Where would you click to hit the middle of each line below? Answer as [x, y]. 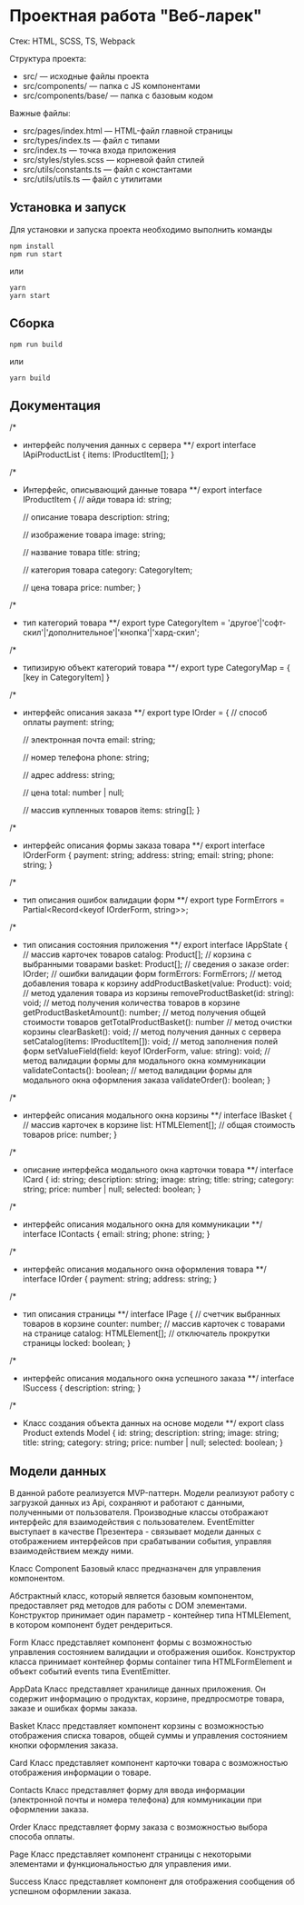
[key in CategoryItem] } [66, 677]
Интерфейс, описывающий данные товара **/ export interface [142, 490]
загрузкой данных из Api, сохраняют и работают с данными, [127, 1503]
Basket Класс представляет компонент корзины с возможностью [137, 1726]
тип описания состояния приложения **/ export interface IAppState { [155, 945]
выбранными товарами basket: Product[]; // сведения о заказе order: [156, 964]
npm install [32, 246]
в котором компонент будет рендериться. [91, 1625]
